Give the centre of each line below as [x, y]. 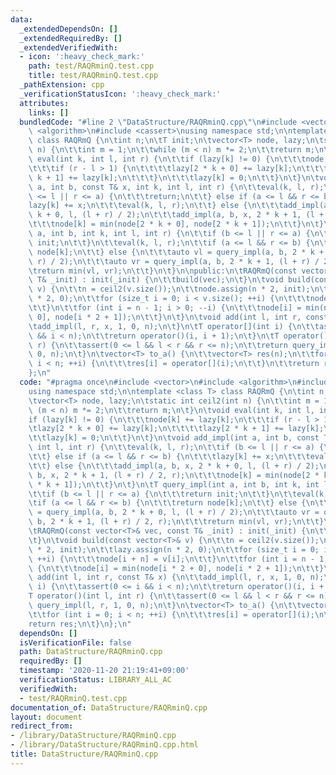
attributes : [44, 103]
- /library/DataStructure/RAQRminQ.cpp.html [104, 745]
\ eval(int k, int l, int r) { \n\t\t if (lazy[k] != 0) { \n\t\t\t [167, 159]
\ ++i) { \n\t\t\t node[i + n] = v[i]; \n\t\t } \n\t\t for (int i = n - [171, 559]
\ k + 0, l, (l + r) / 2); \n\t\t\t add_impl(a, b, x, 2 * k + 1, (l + [176, 215]
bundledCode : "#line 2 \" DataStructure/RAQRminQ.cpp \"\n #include [158, 122]
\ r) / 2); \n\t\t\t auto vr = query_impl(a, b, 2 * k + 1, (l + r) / [174, 261]
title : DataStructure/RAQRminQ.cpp [84, 754]
